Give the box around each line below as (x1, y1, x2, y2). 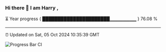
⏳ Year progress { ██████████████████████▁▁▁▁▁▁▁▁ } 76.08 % (5, 16, 158, 22)
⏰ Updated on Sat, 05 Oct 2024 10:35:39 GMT (5, 32, 100, 38)
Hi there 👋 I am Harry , (5, 4, 59, 11)
